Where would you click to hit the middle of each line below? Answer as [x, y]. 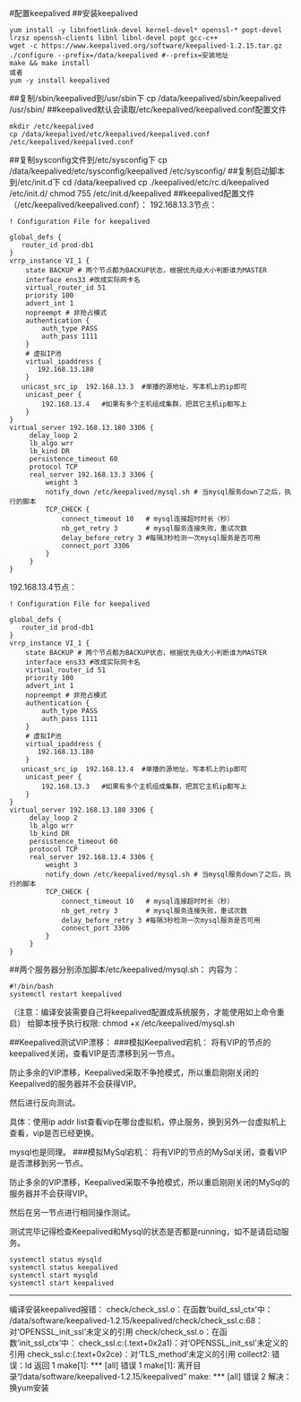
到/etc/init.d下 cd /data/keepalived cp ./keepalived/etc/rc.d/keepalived [139, 182]
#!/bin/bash [31, 986]
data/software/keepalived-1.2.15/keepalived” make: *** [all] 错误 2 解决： [157, 1376]
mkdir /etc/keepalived [52, 126]
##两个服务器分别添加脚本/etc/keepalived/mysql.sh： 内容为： [125, 969]
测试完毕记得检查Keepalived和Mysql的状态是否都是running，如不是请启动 [146, 1231]
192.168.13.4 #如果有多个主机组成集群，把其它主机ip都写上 [144, 404]
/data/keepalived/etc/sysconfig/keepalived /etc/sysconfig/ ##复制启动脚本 [147, 171]
